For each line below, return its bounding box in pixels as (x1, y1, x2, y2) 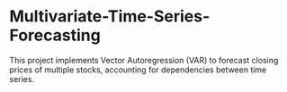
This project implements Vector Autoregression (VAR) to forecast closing (9, 54, 279, 65)
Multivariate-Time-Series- (9, 6, 211, 27)
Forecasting (9, 25, 101, 46)
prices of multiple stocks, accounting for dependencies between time (9, 64, 267, 75)
